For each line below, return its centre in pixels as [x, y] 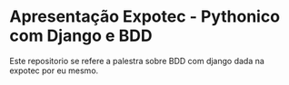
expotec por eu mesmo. [54, 71]
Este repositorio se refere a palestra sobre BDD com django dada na [137, 61]
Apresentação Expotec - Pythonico [144, 17]
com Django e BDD [81, 36]
